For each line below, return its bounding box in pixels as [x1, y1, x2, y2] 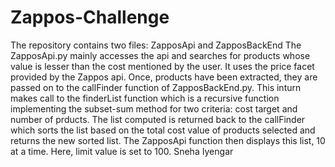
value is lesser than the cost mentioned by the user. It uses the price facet [10, 60, 315, 72]
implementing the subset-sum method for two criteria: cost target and [10, 102, 298, 115]
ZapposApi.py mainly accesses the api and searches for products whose [10, 49, 311, 61]
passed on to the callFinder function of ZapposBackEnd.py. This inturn [10, 81, 302, 93]
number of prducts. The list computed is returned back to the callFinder [10, 113, 306, 125]
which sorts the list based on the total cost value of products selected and [10, 124, 316, 136]
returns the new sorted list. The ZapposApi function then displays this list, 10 [10, 134, 326, 146]
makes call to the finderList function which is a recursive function [10, 92, 280, 104]
